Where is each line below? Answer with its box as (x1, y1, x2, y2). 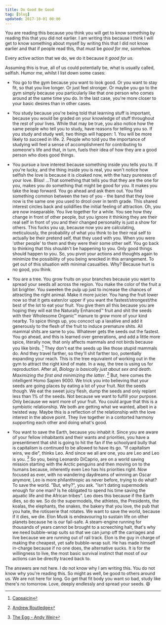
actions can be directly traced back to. (12, 556, 91, 562)
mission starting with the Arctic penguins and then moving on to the (12, 461, 151, 467)
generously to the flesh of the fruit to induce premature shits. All (12, 323, 143, 329)
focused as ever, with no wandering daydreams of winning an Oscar (12, 472, 152, 478)
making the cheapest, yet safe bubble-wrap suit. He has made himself (12, 540, 156, 546)
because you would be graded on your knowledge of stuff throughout (12, 116, 155, 121)
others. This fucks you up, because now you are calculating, (12, 225, 135, 231)
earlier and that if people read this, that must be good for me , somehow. (5, 45, 152, 52)
